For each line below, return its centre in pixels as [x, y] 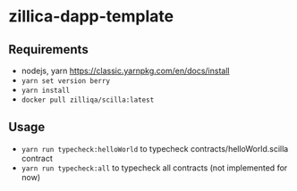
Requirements [48, 50]
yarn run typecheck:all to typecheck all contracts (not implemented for [154, 168]
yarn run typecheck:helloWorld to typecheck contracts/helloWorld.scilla [155, 148]
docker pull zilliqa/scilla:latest [88, 100]
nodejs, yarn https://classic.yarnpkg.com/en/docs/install [125, 71]
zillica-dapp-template [91, 17]
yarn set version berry [66, 81]
